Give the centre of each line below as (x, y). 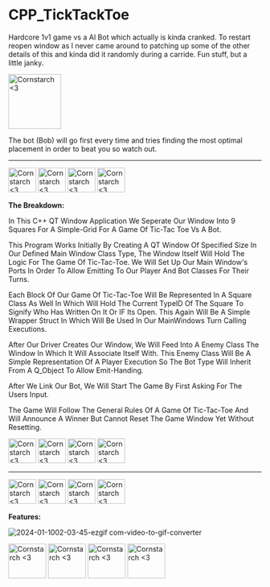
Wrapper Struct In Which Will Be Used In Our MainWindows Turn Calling (127, 320)
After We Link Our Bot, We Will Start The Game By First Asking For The (125, 386)
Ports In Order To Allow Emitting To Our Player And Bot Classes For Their (129, 271)
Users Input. (29, 394)
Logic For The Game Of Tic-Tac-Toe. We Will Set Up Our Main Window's (128, 262)
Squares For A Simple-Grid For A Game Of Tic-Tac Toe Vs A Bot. (115, 229)
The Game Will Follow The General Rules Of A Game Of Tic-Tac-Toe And (129, 410)
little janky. (26, 63)
